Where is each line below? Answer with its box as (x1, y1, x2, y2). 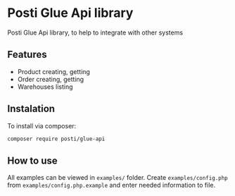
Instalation (7, 103, 55, 115)
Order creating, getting (17, 75, 84, 83)
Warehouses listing (17, 82, 73, 91)
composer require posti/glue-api (7, 135, 106, 142)
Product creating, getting (17, 67, 90, 75)
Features (7, 49, 47, 61)
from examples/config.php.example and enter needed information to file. (7, 181, 216, 190)
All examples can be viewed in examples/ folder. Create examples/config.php (7, 173, 228, 182)
